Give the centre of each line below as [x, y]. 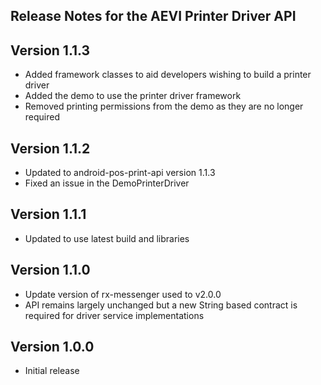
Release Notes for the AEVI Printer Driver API [153, 16]
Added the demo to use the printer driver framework [133, 96]
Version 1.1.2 [50, 148]
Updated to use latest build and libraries [107, 238]
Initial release [52, 371]
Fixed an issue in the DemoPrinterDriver [107, 183]
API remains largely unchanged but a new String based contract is [161, 305]
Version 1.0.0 [52, 347]
